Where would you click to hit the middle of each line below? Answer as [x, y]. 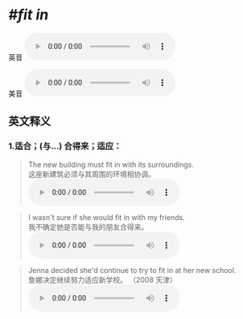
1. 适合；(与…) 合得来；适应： [65, 147]
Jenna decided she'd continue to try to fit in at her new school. [132, 270]
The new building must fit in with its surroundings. [111, 164]
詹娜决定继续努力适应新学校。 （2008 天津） [102, 280]
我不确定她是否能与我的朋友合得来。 [88, 226]
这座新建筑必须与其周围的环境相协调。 [91, 174]
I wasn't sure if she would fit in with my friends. [106, 217]
